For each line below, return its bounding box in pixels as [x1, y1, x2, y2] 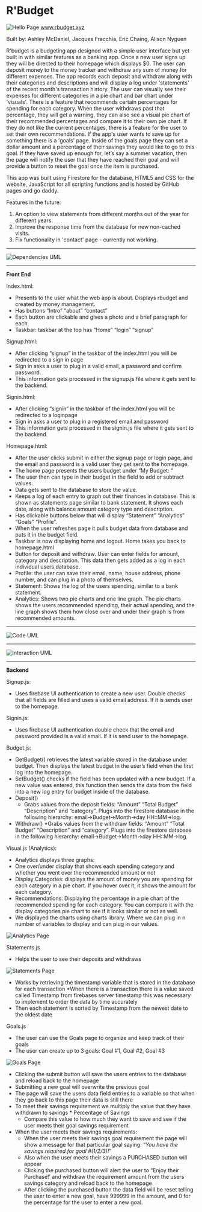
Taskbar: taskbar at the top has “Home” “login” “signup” [14, 326, 154, 333]
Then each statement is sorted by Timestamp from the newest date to [14, 1004, 188, 1012]
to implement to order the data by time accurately [14, 998, 138, 1005]
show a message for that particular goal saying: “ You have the [23, 1141, 179, 1148]
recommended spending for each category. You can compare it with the [14, 901, 194, 908]
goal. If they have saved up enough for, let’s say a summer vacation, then [6, 149, 188, 157]
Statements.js [6, 943, 40, 951]
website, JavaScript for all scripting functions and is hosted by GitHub [6, 180, 179, 188]
